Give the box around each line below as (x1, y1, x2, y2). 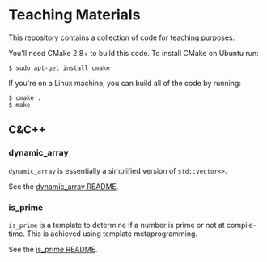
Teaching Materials (8, 6, 141, 24)
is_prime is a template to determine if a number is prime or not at (8, 220, 225, 230)
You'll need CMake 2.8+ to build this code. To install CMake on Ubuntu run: (8, 48, 259, 58)
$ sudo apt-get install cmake (8, 63, 111, 72)
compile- (226, 220, 256, 230)
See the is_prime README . (8, 244, 98, 254)
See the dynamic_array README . (8, 181, 119, 191)
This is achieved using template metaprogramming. (27, 229, 198, 238)
